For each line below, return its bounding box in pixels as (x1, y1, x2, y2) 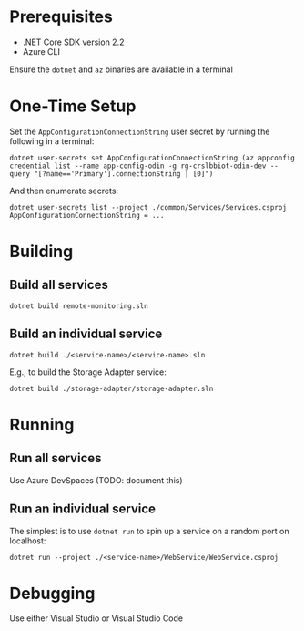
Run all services (9, 450, 102, 466)
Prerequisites (9, 6, 114, 27)
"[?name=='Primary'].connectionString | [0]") (33, 169, 214, 179)
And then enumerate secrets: (9, 185, 119, 196)
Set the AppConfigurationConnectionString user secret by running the (9, 126, 270, 137)
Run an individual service (9, 502, 157, 517)
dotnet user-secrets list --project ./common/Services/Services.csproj (9, 202, 287, 212)
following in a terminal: (9, 135, 95, 147)
